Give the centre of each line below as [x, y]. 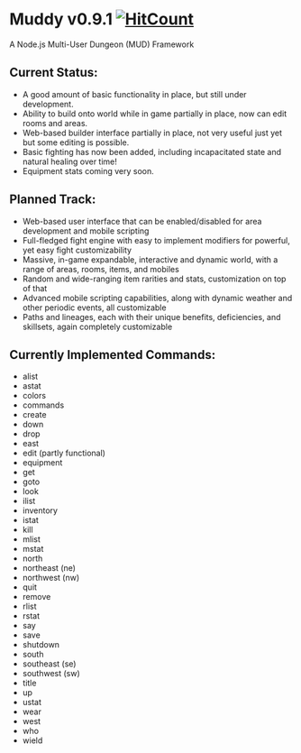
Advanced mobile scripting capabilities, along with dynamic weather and [157, 298]
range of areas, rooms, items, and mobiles [101, 269]
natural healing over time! [69, 161]
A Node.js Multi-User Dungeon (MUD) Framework [102, 44]
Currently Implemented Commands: [113, 355]
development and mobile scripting [86, 231]
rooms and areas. [55, 123]
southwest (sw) [51, 674]
